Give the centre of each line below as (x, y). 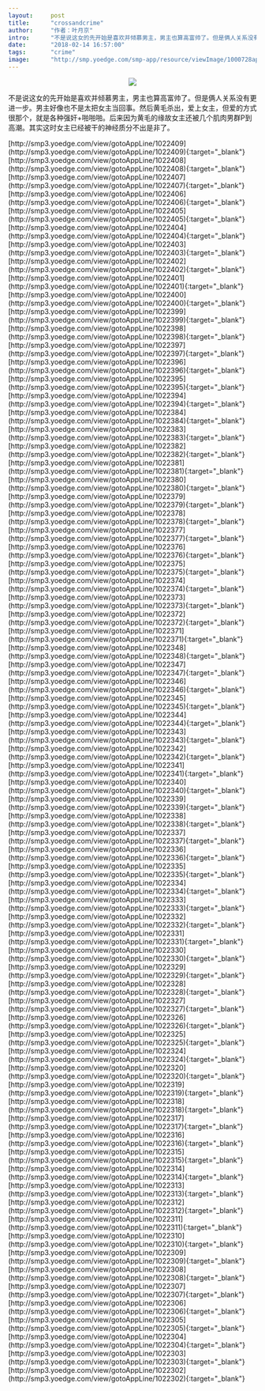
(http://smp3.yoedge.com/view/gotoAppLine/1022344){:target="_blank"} (127, 723)
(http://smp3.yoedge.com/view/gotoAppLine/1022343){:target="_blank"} (127, 739)
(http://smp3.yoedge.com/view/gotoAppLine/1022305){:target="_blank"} (127, 1328)
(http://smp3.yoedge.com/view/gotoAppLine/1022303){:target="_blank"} (127, 1362)
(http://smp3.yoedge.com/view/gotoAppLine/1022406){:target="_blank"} (127, 202)
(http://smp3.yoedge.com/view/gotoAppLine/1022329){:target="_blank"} (127, 975)
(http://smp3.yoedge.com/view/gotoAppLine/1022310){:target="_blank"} (126, 1244)
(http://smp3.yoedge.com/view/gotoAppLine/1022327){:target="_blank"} (127, 1008)
